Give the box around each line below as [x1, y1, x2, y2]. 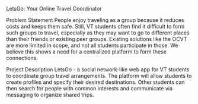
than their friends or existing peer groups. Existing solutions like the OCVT [6, 36, 187, 42]
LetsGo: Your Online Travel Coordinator [6, 5, 102, 12]
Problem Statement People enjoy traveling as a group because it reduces [6, 17, 184, 23]
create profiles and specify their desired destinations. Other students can [6, 78, 185, 86]
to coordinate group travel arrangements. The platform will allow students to [6, 73, 192, 79]
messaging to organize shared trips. [6, 92, 94, 98]
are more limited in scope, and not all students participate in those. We [6, 42, 179, 49]
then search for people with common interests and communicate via [6, 85, 173, 92]
